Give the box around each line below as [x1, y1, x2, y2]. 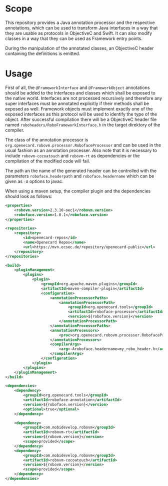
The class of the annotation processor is [5, 136, 88, 142]
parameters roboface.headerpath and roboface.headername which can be [5, 173, 154, 179]
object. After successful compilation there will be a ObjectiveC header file [5, 116, 157, 122]
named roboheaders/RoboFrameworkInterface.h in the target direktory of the [5, 121, 160, 127]
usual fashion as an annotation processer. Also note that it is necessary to [5, 147, 157, 153]
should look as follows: [5, 193, 52, 199]
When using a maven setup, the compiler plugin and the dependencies [5, 188, 151, 194]
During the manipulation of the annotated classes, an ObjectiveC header [5, 45, 154, 51]
